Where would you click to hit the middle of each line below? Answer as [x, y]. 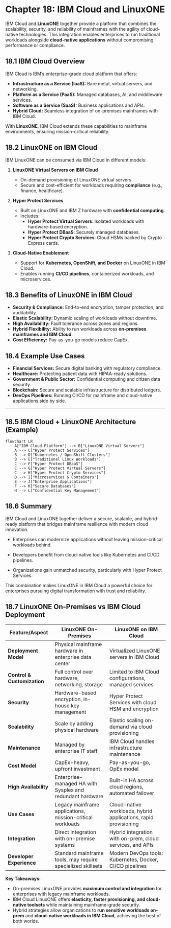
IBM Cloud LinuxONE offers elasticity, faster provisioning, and [79, 899]
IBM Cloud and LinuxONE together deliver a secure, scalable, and [74, 518]
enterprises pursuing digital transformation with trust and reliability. [76, 591]
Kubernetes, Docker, [134, 860]
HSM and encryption [134, 709]
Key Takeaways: [23, 878]
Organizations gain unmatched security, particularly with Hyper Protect [87, 570]
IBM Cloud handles [132, 741]
